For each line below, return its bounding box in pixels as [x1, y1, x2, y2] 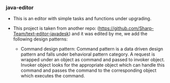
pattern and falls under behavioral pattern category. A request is [20, 51, 155, 57]
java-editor [6, 4, 34, 11]
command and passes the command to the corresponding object [20, 67, 157, 73]
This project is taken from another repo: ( [13, 25, 99, 31]
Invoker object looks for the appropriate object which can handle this [20, 62, 165, 68]
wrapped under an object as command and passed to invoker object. [20, 57, 165, 63]
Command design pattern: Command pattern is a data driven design [20, 46, 163, 52]
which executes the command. [20, 73, 85, 79]
